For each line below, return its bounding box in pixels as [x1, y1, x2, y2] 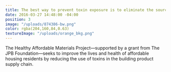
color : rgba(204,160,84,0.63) [5, 26, 70, 31]
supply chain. [5, 61, 34, 67]
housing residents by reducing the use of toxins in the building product [5, 56, 154, 61]
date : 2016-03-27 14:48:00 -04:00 [5, 12, 79, 17]
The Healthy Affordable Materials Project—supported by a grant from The [5, 45, 160, 51]
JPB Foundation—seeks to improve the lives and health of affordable [5, 50, 149, 56]
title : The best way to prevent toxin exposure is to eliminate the [5, 7, 154, 13]
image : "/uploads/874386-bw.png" [5, 21, 76, 27]
